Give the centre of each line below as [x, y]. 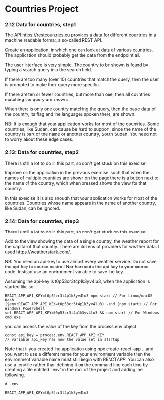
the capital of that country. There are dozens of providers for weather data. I [82, 247]
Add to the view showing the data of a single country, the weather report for [82, 241]
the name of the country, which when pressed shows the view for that [76, 183]
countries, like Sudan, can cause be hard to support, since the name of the [81, 129]
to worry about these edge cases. [39, 139]
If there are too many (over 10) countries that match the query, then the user [82, 79]
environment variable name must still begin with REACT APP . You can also [80, 359]
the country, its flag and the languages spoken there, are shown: [70, 114]
